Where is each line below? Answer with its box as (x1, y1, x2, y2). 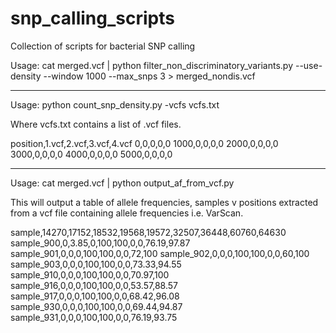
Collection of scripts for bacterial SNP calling (10, 40, 196, 52)
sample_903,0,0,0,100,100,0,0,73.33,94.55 (10, 258, 182, 270)
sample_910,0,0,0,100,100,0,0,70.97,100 (10, 268, 170, 281)
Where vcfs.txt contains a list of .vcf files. (10, 118, 182, 130)
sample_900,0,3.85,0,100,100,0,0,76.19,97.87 (10, 237, 191, 249)
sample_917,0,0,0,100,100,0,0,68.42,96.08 (10, 290, 180, 302)
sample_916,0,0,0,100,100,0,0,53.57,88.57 (10, 279, 178, 291)
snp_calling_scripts (10, 7, 175, 30)
